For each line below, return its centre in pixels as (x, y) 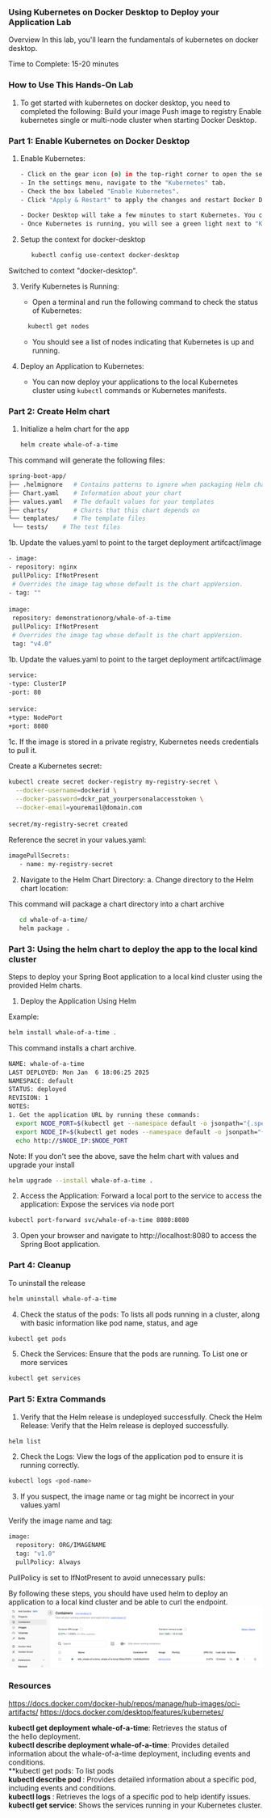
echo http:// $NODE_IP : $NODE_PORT (72, 1140)
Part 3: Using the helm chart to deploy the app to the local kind (133, 949)
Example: (24, 1017)
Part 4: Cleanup (40, 1266)
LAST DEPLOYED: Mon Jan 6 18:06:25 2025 (79, 1072)
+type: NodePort (35, 718)
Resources (30, 1686)
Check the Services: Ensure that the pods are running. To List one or (134, 1354)
